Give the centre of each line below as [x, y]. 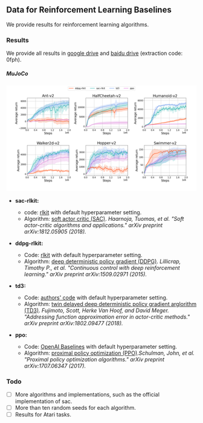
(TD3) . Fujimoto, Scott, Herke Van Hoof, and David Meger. [96, 310]
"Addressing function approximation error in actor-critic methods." [107, 317]
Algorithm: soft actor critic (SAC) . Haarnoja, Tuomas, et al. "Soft [104, 218]
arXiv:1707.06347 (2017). [55, 366]
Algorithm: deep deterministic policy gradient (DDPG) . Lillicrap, [102, 261]
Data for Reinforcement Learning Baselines [89, 10]
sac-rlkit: [27, 200]
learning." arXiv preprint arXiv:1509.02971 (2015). [85, 274]
